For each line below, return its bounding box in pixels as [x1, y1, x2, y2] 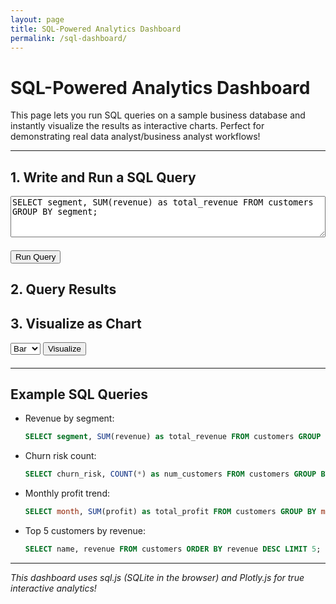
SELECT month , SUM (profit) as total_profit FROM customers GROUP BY [24, 507, 317, 517]
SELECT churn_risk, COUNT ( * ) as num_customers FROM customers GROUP [24, 469, 317, 480]
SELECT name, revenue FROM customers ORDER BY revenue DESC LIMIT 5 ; [24, 544, 322, 555]
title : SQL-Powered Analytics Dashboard [10, 24, 182, 34]
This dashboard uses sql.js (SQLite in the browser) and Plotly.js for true [10, 571, 305, 583]
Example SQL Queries [10, 386, 149, 403]
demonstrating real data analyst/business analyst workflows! [10, 131, 261, 143]
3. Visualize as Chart [10, 315, 142, 332]
